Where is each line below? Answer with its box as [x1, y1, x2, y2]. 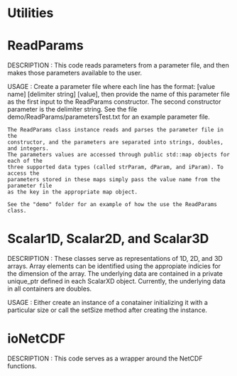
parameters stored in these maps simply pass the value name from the [7, 176, 221, 183]
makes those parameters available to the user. [7, 69, 143, 77]
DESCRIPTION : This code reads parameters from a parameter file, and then [7, 61, 229, 70]
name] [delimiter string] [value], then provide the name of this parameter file [7, 90, 231, 99]
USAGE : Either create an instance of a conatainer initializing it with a [7, 299, 208, 307]
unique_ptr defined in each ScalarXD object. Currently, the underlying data [7, 277, 226, 286]
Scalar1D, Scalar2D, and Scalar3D [7, 231, 209, 247]
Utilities [7, 5, 54, 21]
